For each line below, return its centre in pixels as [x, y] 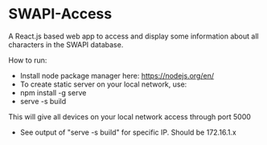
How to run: [28, 60]
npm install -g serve [53, 92]
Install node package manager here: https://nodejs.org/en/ [117, 75]
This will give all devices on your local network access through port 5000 [130, 116]
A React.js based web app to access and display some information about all [133, 36]
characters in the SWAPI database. [66, 44]
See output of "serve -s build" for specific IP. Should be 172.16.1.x [128, 132]
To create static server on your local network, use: [103, 84]
